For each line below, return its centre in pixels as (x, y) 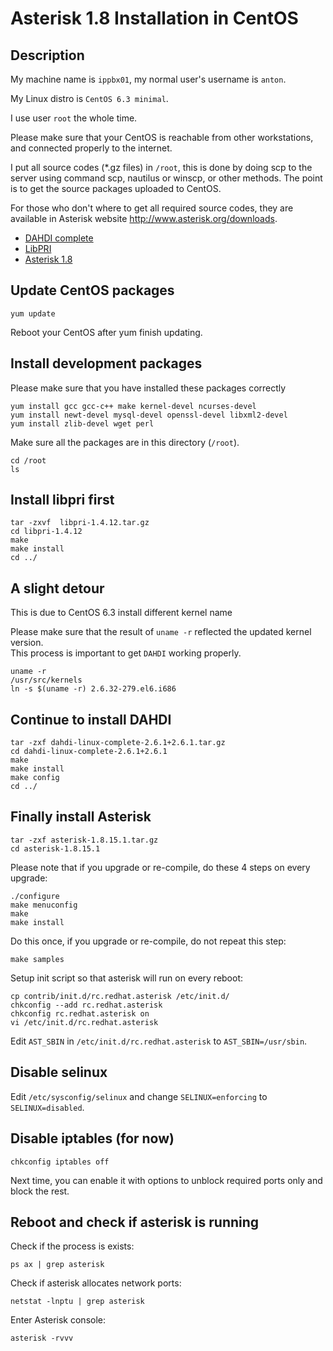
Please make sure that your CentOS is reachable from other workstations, (162, 137)
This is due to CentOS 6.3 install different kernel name (121, 613)
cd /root (28, 460)
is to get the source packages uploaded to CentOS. (116, 188)
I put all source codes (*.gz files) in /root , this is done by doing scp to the (161, 167)
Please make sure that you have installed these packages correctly (148, 388)
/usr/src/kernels (46, 680)
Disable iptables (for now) (92, 1138)
